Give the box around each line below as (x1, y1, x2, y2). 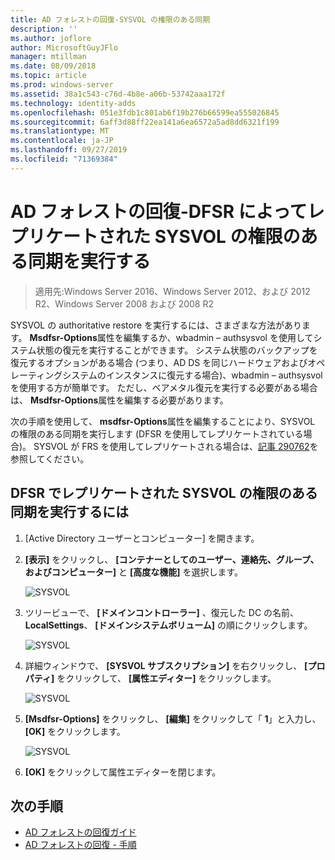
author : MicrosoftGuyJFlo (10, 42, 118, 53)
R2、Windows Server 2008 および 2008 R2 (34, 297, 214, 310)
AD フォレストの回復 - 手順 (24, 839, 137, 851)
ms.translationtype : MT (10, 126, 110, 136)
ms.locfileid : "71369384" (10, 154, 118, 164)
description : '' (10, 24, 78, 34)
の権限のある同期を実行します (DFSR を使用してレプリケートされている (10, 427, 304, 440)
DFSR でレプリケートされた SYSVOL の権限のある (10, 485, 318, 502)
